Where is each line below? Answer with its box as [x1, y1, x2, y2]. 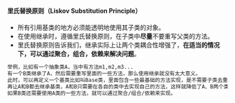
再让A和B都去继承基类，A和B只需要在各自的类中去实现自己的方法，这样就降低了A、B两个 [7, 83, 224, 90]
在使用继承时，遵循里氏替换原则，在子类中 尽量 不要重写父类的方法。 [17, 32, 214, 41]
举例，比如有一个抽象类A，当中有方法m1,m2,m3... [7, 64, 134, 71]
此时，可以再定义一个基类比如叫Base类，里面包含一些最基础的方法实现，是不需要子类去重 [7, 76, 229, 83]
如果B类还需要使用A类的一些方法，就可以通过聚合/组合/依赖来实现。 [7, 90, 176, 97]
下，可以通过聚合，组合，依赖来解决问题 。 [17, 50, 141, 58]
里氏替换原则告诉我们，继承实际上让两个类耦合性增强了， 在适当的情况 [17, 41, 220, 49]
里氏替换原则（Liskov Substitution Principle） [7, 6, 142, 15]
